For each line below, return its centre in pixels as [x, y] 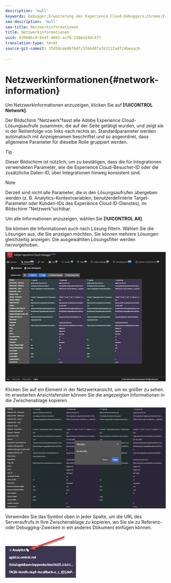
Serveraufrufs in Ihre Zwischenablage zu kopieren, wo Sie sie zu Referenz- [84, 522]
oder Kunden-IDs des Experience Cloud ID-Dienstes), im [87, 203]
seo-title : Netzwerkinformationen [42, 27]
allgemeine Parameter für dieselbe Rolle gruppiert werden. [67, 142]
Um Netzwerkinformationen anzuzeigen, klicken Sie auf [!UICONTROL [79, 105]
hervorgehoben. [22, 245]
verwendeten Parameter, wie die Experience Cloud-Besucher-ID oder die [82, 167]
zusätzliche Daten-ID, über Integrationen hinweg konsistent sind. [73, 172]
